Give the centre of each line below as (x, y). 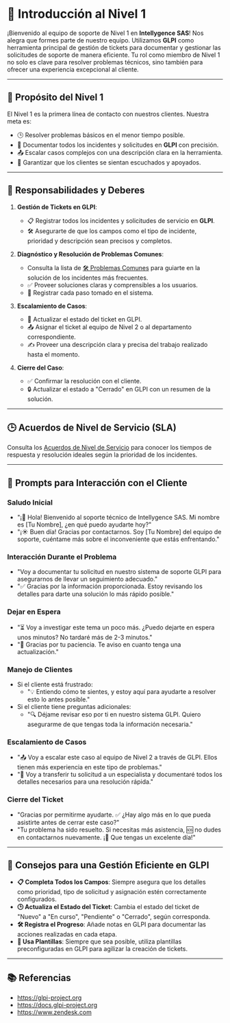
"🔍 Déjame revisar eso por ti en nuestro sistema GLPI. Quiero (114, 714)
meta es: (20, 121)
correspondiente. (52, 337)
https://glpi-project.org (49, 998)
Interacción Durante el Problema (62, 557)
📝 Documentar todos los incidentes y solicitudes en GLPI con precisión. (118, 145)
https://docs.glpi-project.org (57, 1005)
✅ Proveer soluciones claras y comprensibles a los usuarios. (113, 285)
